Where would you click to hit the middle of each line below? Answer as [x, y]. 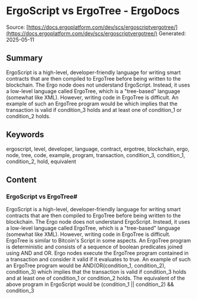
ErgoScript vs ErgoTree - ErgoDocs [93, 11]
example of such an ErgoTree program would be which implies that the [92, 104]
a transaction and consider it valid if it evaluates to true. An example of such [98, 260]
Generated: [172, 33]
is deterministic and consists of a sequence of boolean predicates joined [94, 247]
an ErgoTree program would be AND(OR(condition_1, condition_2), [86, 265]
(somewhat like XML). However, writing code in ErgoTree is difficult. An [92, 97]
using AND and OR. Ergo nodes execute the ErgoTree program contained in [97, 253]
